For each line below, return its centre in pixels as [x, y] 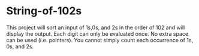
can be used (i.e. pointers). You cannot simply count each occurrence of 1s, [100, 40]
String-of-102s [44, 11]
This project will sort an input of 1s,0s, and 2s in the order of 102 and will [96, 27]
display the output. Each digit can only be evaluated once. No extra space [97, 33]
